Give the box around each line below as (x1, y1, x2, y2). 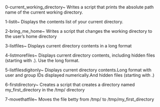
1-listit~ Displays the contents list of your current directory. (5, 19, 123, 24)
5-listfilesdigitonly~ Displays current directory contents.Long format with (5, 67, 152, 73)
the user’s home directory (5, 34, 57, 39)
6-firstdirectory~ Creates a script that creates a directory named (5, 82, 135, 87)
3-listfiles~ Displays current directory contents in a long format (5, 43, 132, 48)
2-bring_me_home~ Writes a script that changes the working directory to (5, 28, 153, 34)
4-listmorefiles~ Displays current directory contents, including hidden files (5, 52, 155, 58)
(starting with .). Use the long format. (5, 58, 80, 63)
